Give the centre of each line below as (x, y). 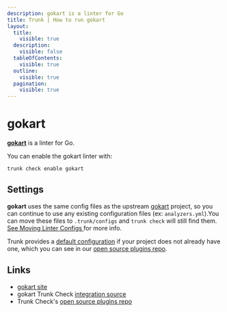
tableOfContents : (38, 58)
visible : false (41, 52)
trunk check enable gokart (45, 169)
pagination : (30, 84)
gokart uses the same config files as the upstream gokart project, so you (110, 206)
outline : (26, 71)
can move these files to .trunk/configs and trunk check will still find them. (112, 221)
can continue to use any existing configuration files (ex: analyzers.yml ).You (113, 213)
